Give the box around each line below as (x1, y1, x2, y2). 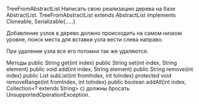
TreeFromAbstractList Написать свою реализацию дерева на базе (6, 5, 176, 12)
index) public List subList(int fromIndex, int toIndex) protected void (6, 72, 172, 79)
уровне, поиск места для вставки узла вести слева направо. (6, 36, 163, 43)
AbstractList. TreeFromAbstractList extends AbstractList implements (6, 11, 176, 19)
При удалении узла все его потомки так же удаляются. (6, 47, 149, 55)
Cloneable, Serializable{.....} (6, 18, 75, 25)
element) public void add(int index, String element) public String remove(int (6, 66, 194, 73)
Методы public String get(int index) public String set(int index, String (6, 60, 177, 66)
